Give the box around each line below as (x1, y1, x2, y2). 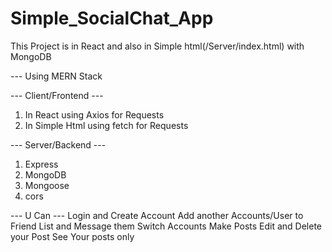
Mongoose (24, 179, 70, 191)
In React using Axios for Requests (24, 108, 165, 121)
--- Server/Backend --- (10, 138, 107, 151)
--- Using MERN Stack (10, 70, 103, 82)
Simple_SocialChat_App (10, 7, 214, 30)
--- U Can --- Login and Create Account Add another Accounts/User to (10, 209, 304, 221)
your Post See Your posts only (10, 230, 135, 242)
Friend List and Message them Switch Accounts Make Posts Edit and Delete (10, 220, 323, 232)
